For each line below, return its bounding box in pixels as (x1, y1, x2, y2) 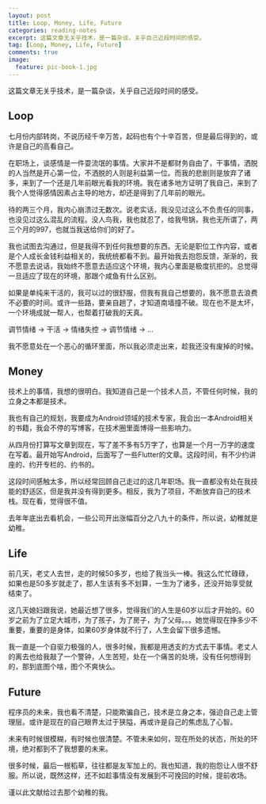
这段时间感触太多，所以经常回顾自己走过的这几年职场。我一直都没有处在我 (8, 477, 251, 486)
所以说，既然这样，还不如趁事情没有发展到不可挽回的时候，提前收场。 (21, 771, 251, 780)
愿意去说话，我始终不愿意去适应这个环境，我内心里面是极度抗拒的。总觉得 (14, 261, 258, 270)
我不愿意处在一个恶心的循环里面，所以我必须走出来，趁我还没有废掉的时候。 (8, 341, 258, 351)
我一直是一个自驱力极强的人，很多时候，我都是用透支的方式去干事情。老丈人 (8, 642, 258, 652)
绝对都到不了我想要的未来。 (21, 744, 112, 753)
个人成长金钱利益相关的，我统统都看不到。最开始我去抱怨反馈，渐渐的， (14, 251, 251, 261)
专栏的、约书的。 (42, 460, 99, 470)
